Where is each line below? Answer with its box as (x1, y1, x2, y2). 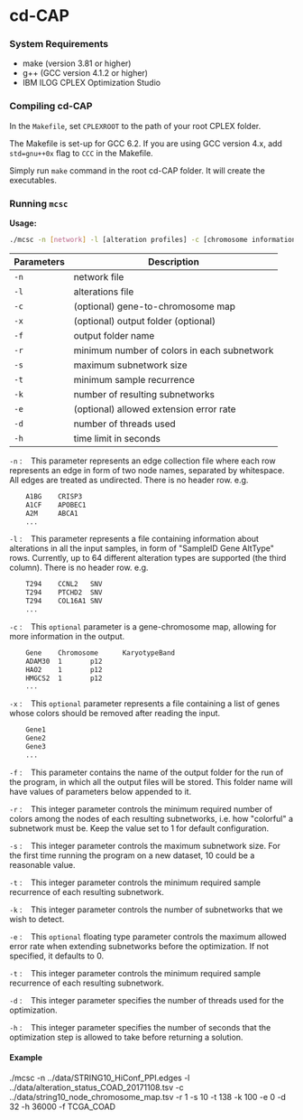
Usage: (9, 218, 38, 229)
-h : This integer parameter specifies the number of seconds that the (9, 1022, 271, 1032)
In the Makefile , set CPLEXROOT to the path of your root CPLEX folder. (9, 120, 262, 131)
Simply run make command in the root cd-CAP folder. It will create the (9, 164, 266, 176)
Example (9, 1052, 43, 1063)
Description (147, 255, 200, 267)
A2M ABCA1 (25, 509, 78, 518)
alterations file (73, 285, 134, 298)
